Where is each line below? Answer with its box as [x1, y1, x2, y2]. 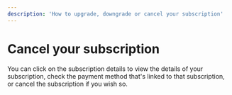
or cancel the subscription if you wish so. [7, 79, 128, 88]
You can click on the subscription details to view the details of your [7, 65, 204, 73]
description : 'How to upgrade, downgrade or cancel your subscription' [7, 10, 223, 18]
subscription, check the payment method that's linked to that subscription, [7, 72, 225, 80]
